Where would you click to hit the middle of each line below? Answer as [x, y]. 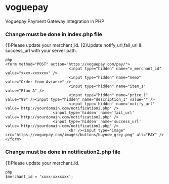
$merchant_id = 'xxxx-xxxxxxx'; [39, 176]
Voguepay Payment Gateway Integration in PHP [55, 21]
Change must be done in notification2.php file [63, 152]
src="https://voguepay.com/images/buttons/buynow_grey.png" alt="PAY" [81, 135]
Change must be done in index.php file [54, 34]
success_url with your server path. [41, 51]
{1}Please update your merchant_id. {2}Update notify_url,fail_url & [73, 45]
